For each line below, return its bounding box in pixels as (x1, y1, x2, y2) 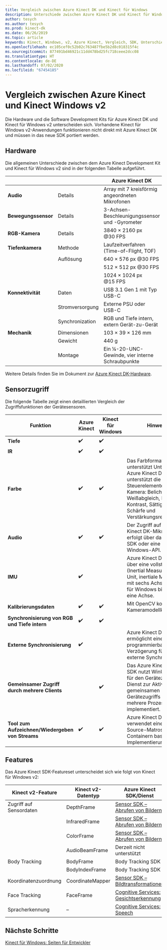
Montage (58, 352, 79, 359)
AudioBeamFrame (66, 847, 108, 854)
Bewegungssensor (7, 212, 53, 219)
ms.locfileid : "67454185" (5, 68, 59, 73)
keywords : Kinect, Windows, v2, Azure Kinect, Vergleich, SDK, (5, 40, 139, 45)
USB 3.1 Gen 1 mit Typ (103, 286, 158, 293)
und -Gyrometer (103, 218, 143, 225)
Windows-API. (126, 546, 162, 553)
